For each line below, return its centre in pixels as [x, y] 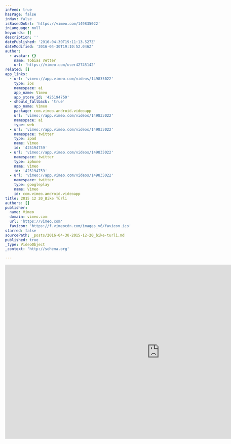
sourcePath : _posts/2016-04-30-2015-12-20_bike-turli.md [65, 235]
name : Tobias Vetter [35, 60]
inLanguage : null [23, 28]
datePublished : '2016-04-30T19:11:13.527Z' [51, 42]
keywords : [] [19, 33]
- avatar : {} [23, 56]
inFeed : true [19, 10]
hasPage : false [21, 14]
